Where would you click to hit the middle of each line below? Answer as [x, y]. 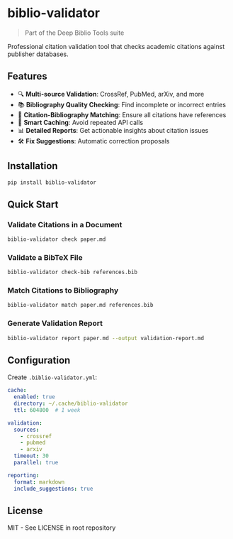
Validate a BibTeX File [45, 257]
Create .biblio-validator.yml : [52, 377]
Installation [33, 166]
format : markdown [39, 482]
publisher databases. [38, 54]
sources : [27, 430]
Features [27, 76]
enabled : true [34, 397]
